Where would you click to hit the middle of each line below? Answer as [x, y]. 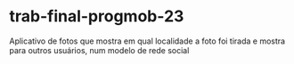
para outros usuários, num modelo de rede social [99, 50]
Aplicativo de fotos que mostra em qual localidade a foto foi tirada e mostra [147, 41]
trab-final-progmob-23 [97, 16]
